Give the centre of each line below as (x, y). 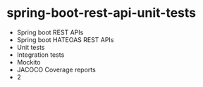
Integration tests (41, 55)
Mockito (29, 62)
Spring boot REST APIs (50, 32)
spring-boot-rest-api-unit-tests (101, 13)
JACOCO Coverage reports (56, 69)
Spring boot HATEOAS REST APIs (65, 39)
